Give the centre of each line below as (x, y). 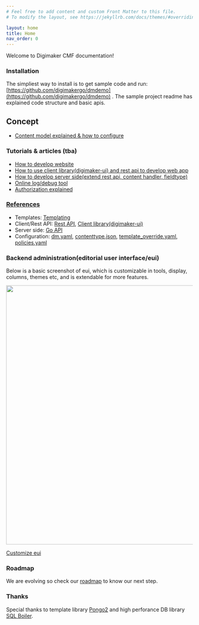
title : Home (21, 33)
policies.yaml (31, 242)
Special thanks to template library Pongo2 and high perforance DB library (96, 609)
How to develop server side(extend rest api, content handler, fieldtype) (101, 177)
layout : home (22, 28)
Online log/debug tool (41, 183)
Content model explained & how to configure (69, 136)
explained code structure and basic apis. (56, 103)
